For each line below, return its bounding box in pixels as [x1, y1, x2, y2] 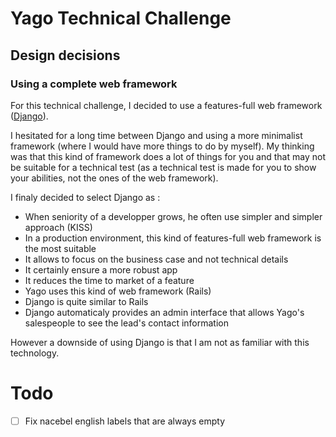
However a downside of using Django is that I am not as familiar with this [10, 336, 310, 348]
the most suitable [24, 242, 97, 254]
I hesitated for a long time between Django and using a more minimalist [10, 129, 303, 141]
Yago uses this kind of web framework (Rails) [24, 285, 212, 297]
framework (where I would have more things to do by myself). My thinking [10, 140, 315, 152]
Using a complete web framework [10, 77, 178, 91]
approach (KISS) [24, 221, 93, 233]
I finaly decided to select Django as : [10, 191, 161, 203]
